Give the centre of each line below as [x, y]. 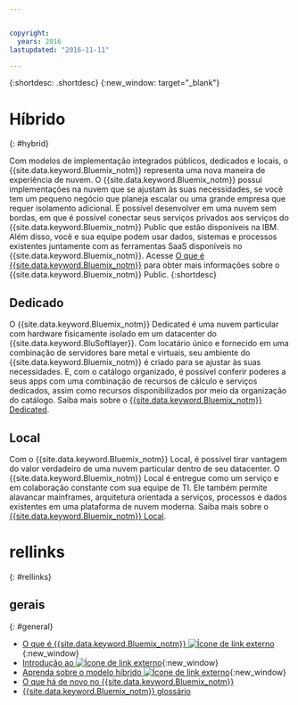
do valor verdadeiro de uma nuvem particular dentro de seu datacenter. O [145, 469]
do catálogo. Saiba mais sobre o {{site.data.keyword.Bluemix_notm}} [136, 400]
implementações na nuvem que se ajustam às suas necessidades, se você [146, 189]
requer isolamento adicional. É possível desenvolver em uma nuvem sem [143, 208]
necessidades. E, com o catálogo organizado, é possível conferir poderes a [148, 372]
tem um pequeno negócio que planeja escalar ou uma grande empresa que [148, 199]
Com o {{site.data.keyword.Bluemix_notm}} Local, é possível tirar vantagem [149, 459]
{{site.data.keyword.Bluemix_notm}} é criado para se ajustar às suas [135, 362]
